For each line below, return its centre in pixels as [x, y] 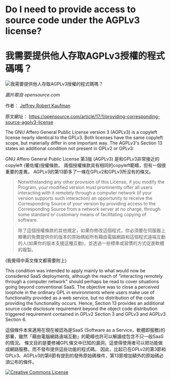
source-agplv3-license [29, 122]
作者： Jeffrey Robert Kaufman [38, 106]
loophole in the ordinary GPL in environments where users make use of [80, 293]
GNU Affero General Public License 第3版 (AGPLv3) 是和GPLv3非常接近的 [82, 159]
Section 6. [16, 320]
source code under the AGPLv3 [73, 20]
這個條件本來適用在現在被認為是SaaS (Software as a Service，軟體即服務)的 [85, 330]
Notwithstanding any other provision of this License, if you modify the [91, 182]
